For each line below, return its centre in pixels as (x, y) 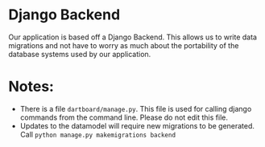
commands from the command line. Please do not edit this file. (124, 117)
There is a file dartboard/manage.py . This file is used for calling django (136, 108)
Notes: (31, 87)
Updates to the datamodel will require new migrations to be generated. (137, 125)
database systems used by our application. (80, 54)
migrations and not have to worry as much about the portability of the (124, 45)
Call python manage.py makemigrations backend (97, 134)
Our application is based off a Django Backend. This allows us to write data (133, 37)
